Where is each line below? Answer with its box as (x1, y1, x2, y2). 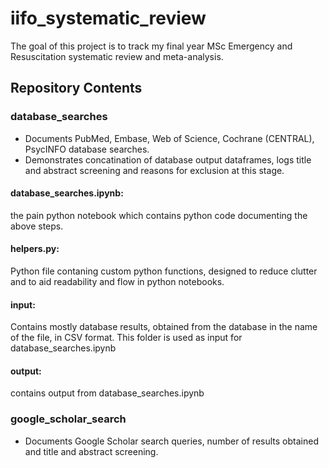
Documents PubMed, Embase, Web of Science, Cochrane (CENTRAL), (24, 132, 315, 144)
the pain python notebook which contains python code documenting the (10, 209, 308, 221)
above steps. (10, 220, 64, 232)
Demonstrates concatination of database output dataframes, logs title (24, 153, 312, 166)
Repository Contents (10, 80, 143, 97)
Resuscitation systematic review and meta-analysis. (10, 50, 224, 62)
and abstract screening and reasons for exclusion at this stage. (24, 164, 285, 176)
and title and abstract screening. (24, 445, 159, 457)
